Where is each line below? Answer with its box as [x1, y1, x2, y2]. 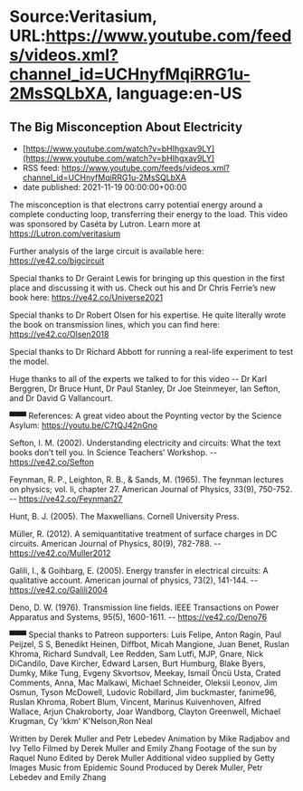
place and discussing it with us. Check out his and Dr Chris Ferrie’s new [9, 282, 276, 293]
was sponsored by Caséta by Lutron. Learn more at [9, 219, 201, 229]
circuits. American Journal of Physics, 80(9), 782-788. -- [9, 538, 222, 548]
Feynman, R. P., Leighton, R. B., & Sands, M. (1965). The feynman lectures [9, 474, 284, 485]
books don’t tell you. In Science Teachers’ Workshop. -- [9, 447, 218, 458]
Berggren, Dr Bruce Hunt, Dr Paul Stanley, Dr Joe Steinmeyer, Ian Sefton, [9, 383, 280, 394]
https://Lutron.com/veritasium [9, 228, 121, 239]
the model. [9, 356, 50, 367]
